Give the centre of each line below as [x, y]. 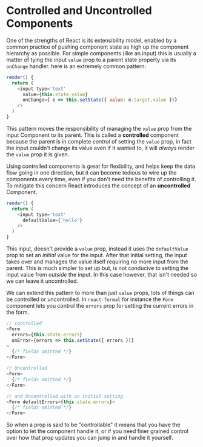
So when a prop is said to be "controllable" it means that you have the [93, 425]
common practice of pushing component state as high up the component [98, 47]
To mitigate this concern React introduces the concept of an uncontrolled [98, 185]
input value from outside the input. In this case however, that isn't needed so [102, 275]
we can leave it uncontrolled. [42, 281]
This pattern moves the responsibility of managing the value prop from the [99, 128]
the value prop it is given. [38, 154]
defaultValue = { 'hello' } [52, 220]
